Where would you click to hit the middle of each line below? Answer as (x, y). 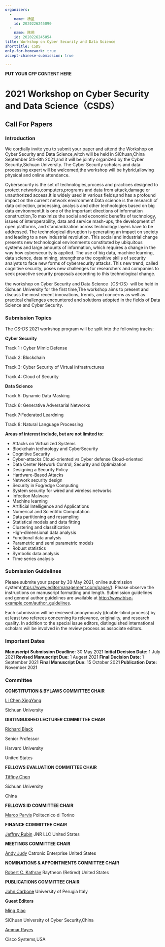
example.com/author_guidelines (38, 603)
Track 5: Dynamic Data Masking (37, 395)
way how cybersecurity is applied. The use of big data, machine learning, (80, 253)
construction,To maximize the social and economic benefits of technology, (81, 216)
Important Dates (25, 641)
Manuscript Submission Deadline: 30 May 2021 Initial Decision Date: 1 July (83, 652)
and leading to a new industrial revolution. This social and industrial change (82, 237)
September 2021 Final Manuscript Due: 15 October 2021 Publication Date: (81, 662)
